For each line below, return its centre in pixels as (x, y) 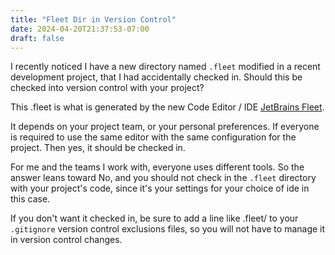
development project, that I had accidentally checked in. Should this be (156, 77)
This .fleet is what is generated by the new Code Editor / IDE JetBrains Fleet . (167, 107)
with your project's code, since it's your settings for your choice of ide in (160, 188)
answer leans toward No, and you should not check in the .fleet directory (163, 178)
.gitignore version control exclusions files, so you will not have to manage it (168, 229)
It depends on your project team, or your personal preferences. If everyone (165, 127)
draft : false (37, 38)
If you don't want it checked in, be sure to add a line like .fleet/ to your (154, 218)
